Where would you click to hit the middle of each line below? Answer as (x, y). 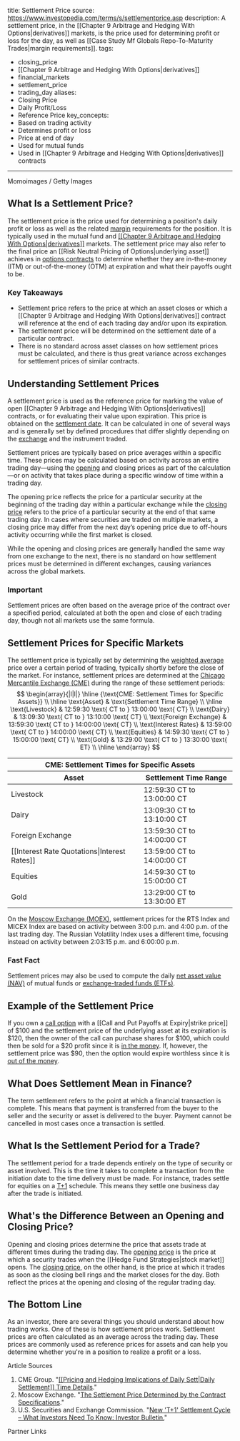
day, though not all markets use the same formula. (81, 621)
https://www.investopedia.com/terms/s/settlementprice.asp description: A (117, 18)
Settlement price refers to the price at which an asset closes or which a (122, 308)
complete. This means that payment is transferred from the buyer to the (113, 1108)
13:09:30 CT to (169, 810)
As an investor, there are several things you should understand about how (116, 1322)
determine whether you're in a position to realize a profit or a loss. (104, 1352)
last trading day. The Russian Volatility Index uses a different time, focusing (118, 934)
